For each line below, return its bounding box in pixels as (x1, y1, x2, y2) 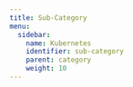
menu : (9, 22, 30, 31)
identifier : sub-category (26, 47, 125, 56)
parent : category (26, 55, 92, 64)
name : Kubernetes (26, 38, 92, 48)
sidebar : (17, 30, 51, 39)
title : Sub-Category (9, 13, 88, 23)
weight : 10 (26, 64, 67, 73)
